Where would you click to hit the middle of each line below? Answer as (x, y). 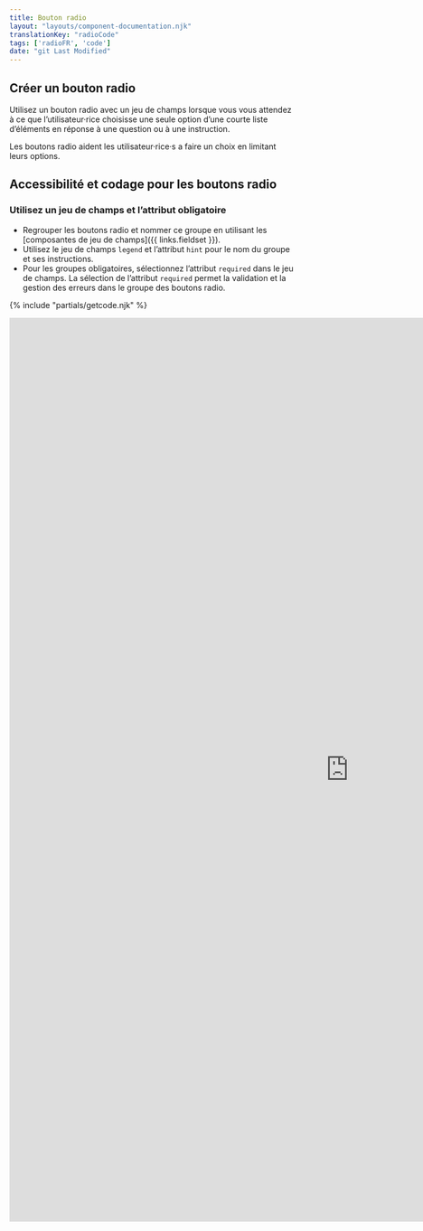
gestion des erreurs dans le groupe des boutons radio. (124, 287)
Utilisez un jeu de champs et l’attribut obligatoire (118, 211)
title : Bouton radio (48, 18)
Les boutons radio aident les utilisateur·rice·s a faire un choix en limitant (143, 146)
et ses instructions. (58, 258)
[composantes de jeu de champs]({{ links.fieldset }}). (122, 240)
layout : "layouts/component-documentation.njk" (101, 26)
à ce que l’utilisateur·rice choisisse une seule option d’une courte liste (139, 119)
